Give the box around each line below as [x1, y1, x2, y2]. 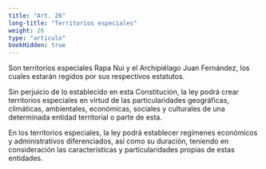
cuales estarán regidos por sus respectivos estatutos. [8, 72, 185, 81]
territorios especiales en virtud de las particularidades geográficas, [8, 96, 230, 105]
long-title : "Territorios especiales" [8, 19, 137, 27]
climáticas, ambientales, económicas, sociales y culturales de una [8, 104, 225, 114]
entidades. [8, 153, 43, 163]
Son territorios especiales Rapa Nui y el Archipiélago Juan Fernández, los [8, 63, 250, 73]
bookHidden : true [8, 41, 66, 49]
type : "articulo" [8, 33, 66, 42]
